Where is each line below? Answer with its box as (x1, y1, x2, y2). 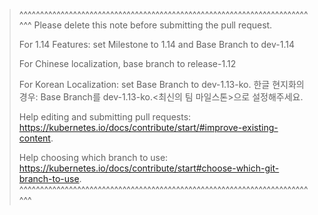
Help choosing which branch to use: (18, 152, 169, 163)
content (18, 132, 51, 144)
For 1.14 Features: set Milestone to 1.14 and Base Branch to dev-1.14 (18, 39, 295, 50)
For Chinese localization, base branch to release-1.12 (18, 58, 237, 69)
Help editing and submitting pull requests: (18, 111, 192, 123)
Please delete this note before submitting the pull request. (33, 19, 273, 31)
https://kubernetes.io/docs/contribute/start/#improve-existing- (18, 122, 279, 133)
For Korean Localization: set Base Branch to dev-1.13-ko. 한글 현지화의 (18, 79, 305, 90)
